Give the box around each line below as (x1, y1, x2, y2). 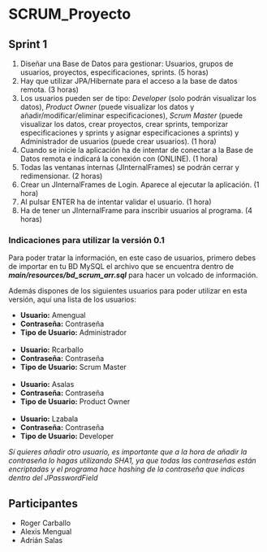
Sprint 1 (8, 37, 48, 51)
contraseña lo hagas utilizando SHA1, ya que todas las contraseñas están (8, 456, 257, 466)
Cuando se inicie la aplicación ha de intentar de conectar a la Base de (19, 146, 254, 154)
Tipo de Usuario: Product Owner (19, 397, 131, 406)
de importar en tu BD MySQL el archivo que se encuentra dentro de (8, 262, 234, 272)
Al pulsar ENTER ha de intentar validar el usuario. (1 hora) (19, 197, 213, 206)
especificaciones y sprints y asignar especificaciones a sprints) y (19, 128, 239, 137)
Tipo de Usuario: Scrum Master (19, 363, 127, 372)
